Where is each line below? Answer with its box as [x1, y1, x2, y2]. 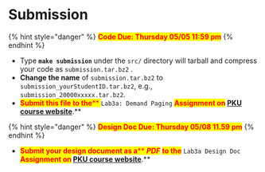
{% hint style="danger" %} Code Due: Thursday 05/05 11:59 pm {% [8, 32, 233, 41]
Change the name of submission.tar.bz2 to [19, 72, 163, 82]
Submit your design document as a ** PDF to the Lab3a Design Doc [19, 146, 241, 155]
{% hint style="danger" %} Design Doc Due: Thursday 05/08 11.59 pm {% [8, 122, 255, 131]
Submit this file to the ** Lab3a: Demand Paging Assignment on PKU [19, 98, 243, 107]
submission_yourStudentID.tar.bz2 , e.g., [19, 81, 153, 91]
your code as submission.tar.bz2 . [19, 64, 134, 73]
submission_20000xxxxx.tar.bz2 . [19, 89, 126, 99]
